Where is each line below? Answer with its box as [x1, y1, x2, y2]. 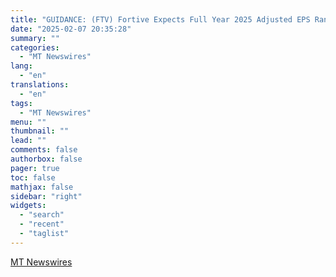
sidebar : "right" [10, 191, 83, 201]
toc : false [10, 172, 56, 183]
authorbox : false [10, 154, 83, 164]
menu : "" [10, 117, 47, 127]
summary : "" [10, 33, 60, 43]
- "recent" [19, 219, 65, 230]
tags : [10, 98, 33, 108]
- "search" [19, 210, 65, 220]
